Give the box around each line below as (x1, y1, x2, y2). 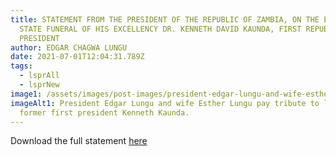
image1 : (10, 89, 43, 99)
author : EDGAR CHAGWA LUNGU (10, 42, 128, 53)
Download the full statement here (10, 135, 148, 147)
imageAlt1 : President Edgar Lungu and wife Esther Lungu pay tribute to (10, 98, 320, 108)
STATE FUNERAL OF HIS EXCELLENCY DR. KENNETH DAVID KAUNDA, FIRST (19, 24, 302, 34)
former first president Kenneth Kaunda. (19, 107, 190, 118)
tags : (10, 61, 33, 71)
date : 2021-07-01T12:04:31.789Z (10, 52, 145, 62)
